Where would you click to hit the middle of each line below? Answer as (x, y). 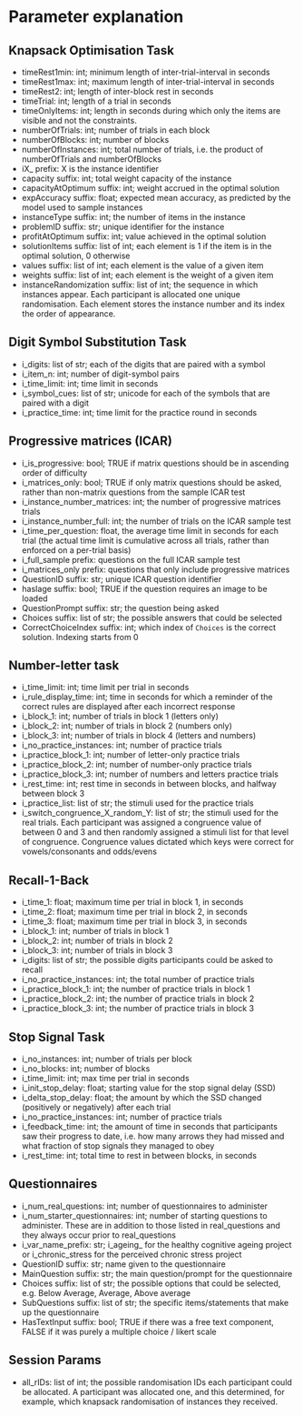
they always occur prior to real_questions (98, 1235)
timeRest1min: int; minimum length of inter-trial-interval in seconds (146, 72)
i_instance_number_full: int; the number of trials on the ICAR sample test (156, 521)
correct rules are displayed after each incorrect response (128, 707)
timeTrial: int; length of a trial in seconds (96, 101)
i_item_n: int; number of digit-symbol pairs (101, 374)
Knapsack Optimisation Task (91, 50)
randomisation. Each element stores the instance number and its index (153, 304)
